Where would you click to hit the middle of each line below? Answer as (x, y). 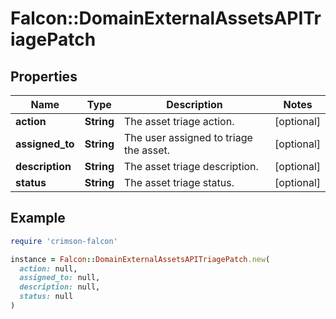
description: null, (60, 287)
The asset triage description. (191, 166)
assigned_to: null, (60, 278)
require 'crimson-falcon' (64, 241)
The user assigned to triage (188, 137)
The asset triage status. (179, 182)
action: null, (48, 268)
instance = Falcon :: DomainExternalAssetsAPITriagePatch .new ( (140, 259)
